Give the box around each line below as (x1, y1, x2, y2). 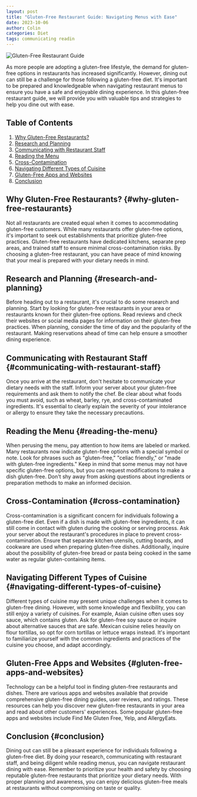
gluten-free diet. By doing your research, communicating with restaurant (6, 753, 182, 761)
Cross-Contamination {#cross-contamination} (6, 496, 181, 506)
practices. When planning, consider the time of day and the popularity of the (6, 324, 192, 331)
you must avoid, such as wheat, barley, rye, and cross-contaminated (6, 396, 172, 403)
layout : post (6, 8, 38, 15)
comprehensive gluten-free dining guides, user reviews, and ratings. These (6, 695, 189, 703)
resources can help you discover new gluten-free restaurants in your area (6, 702, 185, 709)
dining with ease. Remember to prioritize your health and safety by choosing (6, 766, 191, 773)
